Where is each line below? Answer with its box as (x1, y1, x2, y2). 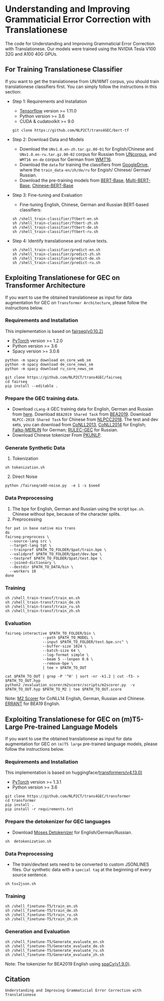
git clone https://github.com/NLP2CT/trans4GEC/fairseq (5, 375, 122, 380)
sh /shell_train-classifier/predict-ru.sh (12, 260, 101, 265)
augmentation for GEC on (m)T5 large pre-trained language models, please (5, 741, 158, 747)
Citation (5, 975, 30, 984)
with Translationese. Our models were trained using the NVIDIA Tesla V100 (5, 46, 156, 52)
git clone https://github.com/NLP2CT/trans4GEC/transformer (5, 794, 131, 799)
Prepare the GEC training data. (5, 395, 80, 402)
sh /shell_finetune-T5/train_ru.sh (5, 913, 78, 917)
